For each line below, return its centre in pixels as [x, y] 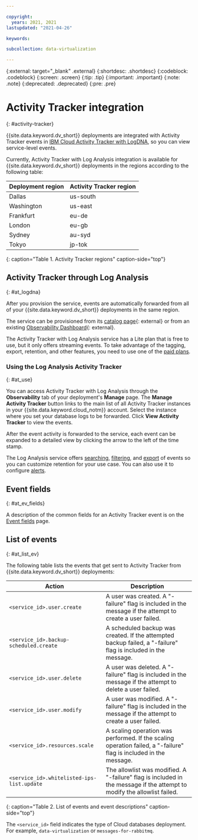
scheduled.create [33, 646]
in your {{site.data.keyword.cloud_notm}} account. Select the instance [91, 410]
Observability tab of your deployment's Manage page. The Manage [89, 397]
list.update [26, 784]
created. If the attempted [140, 635]
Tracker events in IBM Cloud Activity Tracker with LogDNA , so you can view [98, 142]
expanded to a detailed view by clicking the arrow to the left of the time [93, 440]
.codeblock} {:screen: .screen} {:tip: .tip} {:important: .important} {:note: [93, 77]
